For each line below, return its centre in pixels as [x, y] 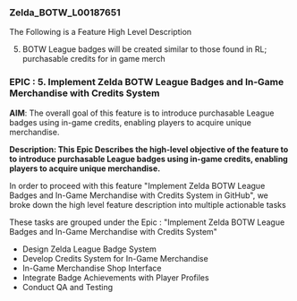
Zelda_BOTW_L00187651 [65, 13]
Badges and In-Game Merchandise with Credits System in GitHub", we [139, 195]
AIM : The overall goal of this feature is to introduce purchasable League [142, 113]
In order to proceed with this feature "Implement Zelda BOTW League [137, 185]
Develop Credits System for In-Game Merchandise [115, 258]
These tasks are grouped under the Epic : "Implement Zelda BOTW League [147, 222]
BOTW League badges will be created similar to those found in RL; [144, 49]
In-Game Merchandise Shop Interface [92, 268]
